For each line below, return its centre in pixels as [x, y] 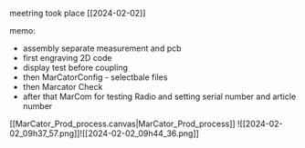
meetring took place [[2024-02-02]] [78, 13]
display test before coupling [75, 68]
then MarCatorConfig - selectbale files [95, 77]
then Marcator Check [63, 87]
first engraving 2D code [67, 58]
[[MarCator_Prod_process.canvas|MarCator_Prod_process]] [122, 123]
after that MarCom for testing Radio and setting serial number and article [159, 96]
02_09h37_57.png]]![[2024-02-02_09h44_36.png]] [104, 133]
